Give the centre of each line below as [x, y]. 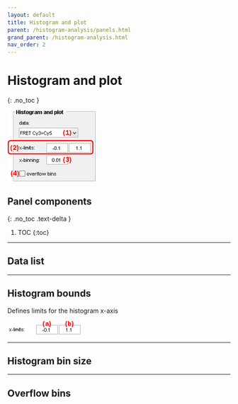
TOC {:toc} [33, 232]
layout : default [31, 15]
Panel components [50, 202]
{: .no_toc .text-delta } [39, 219]
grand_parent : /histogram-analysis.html [68, 37]
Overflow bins [39, 393]
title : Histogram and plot [47, 22]
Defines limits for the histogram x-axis [63, 311]
